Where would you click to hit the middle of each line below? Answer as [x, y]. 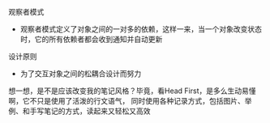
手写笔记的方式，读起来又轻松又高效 [90, 111]
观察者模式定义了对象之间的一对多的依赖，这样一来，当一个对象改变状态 [141, 29]
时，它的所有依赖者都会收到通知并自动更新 [91, 39]
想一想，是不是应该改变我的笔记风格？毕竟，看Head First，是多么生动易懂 [132, 91]
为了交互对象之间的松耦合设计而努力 [81, 74]
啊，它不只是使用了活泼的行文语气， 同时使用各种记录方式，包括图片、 [126, 101]
